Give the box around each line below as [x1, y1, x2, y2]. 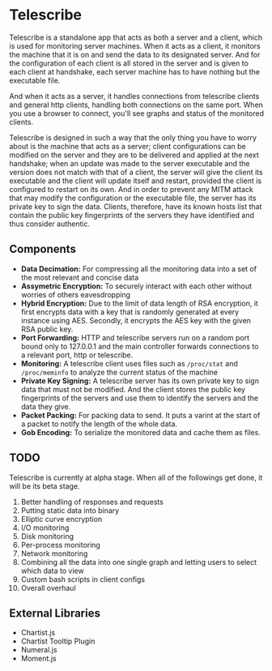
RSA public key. [20, 324, 74, 334]
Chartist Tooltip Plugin [20, 636, 96, 646]
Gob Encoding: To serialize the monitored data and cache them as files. [20, 427, 261, 437]
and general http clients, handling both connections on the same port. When [9, 100, 264, 109]
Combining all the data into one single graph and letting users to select [20, 557, 257, 566]
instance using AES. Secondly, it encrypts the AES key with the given [20, 315, 252, 325]
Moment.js [20, 654, 57, 664]
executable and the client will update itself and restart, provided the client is [9, 176, 262, 186]
